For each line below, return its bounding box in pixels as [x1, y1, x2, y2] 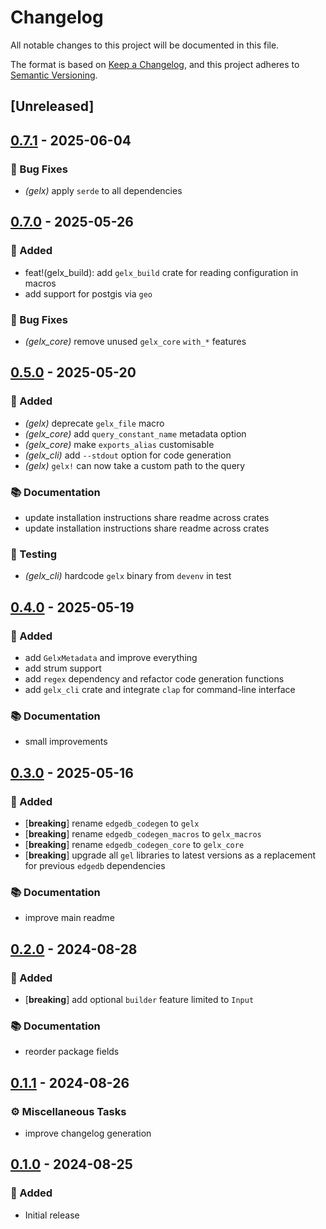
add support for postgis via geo [24, 287, 153, 300]
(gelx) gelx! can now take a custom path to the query [24, 459, 246, 471]
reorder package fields [24, 1046, 120, 1058]
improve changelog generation [24, 1127, 152, 1139]
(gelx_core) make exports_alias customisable [24, 438, 215, 450]
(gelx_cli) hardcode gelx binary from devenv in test [24, 570, 232, 582]
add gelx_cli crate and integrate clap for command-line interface [24, 683, 296, 695]
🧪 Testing [10, 547, 58, 561]
